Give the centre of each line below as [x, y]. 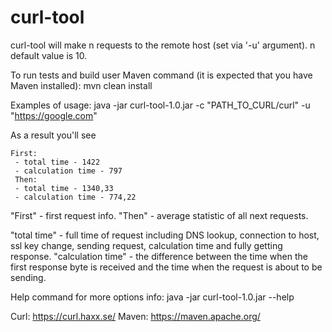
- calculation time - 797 [68, 171]
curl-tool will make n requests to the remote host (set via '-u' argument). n [163, 45]
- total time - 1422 [57, 162]
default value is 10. [49, 55]
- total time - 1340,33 [64, 188]
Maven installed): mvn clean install [81, 85]
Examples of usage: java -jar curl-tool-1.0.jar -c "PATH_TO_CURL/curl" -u [160, 105]
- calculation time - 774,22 [75, 197]
